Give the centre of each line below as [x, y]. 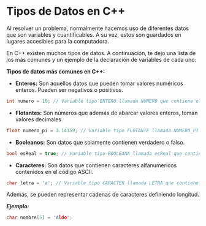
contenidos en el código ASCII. [54, 171]
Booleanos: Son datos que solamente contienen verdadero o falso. [100, 142]
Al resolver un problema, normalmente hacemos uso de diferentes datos [97, 28]
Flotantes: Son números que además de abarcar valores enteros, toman [106, 113]
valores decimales [38, 119]
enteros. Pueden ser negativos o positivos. [69, 89]
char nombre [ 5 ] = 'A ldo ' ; [39, 218]
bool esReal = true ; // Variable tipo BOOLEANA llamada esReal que [94, 153]
